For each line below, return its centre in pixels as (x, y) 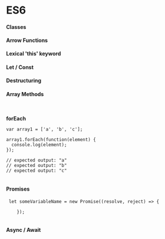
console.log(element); (39, 145)
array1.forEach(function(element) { (51, 140)
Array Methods (25, 94)
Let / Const (20, 67)
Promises (18, 189)
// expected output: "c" (37, 171)
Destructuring (24, 81)
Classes (16, 27)
